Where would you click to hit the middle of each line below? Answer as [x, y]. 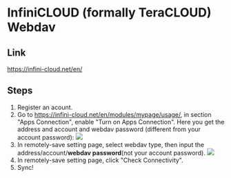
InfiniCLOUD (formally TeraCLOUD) [109, 13]
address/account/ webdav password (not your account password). [111, 153]
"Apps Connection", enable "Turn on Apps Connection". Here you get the [121, 122]
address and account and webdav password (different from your [109, 129]
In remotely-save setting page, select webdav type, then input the [111, 144]
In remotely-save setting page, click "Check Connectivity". [100, 160]
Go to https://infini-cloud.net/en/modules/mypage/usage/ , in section [114, 114]
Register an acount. [45, 107]
